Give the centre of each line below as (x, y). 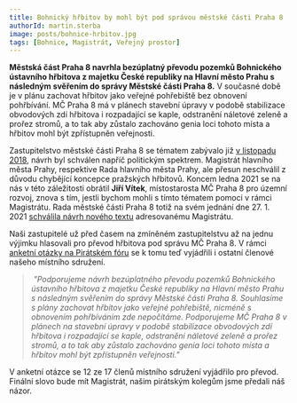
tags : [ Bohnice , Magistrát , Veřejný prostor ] (94, 42)
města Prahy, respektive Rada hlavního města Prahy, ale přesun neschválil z (148, 170)
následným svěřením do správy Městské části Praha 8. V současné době (145, 86)
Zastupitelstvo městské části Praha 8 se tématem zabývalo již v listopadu (143, 151)
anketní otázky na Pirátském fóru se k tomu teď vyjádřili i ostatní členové (142, 253)
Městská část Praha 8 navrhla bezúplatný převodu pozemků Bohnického (145, 67)
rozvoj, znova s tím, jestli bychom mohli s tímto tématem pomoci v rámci (141, 198)
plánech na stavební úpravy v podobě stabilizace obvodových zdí (152, 327)
